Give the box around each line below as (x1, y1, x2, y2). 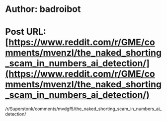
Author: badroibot (5, 3, 81, 15)
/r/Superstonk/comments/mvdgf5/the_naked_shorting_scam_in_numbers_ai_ (5, 106, 162, 112)
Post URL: (5, 26, 46, 38)
